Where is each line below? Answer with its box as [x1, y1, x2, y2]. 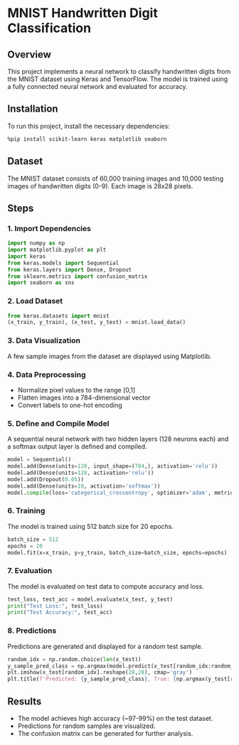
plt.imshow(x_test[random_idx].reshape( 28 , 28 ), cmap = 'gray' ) [7, 669, 193, 676]
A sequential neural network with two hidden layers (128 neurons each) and [7, 435, 229, 444]
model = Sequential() [7, 456, 72, 463]
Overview [7, 48, 52, 60]
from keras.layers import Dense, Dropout [7, 266, 132, 273]
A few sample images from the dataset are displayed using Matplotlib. [7, 352, 212, 360]
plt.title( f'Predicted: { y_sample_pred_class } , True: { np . [7, 675, 186, 683]
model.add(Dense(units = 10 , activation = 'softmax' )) [7, 482, 161, 490]
